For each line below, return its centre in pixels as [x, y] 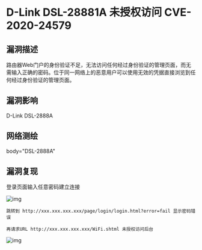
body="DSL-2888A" [31, 151]
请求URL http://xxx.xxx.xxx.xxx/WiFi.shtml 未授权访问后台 [82, 230]
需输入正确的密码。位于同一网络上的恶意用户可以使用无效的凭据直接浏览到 [98, 72]
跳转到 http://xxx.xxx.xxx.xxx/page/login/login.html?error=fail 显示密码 [99, 211]
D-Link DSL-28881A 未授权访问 [84, 12]
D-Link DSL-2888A [29, 116]
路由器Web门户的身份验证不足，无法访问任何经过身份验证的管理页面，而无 [99, 65]
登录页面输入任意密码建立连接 [43, 187]
